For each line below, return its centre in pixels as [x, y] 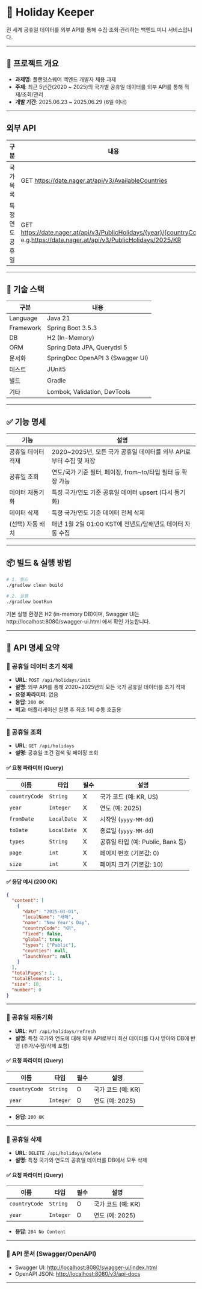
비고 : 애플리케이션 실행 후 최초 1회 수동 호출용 [68, 709]
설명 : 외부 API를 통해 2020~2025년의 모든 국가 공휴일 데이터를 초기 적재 [100, 687]
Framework [25, 328]
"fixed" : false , [42, 934]
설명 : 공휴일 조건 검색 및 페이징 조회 [57, 753]
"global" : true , [42, 939]
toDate [19, 830]
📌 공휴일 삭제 [24, 1139]
